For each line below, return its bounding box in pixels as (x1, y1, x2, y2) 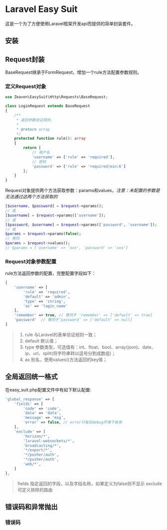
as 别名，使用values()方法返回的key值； (24, 356, 108, 362)
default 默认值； (24, 338, 58, 344)
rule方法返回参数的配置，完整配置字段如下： (5, 270, 96, 276)
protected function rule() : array (14, 136, 86, 141)
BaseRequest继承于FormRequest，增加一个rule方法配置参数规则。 (5, 69, 142, 75)
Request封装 (5, 55, 45, 63)
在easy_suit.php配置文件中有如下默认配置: (5, 386, 91, 392)
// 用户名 (31, 150, 50, 155)
